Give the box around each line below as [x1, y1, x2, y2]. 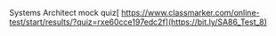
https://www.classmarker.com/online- [121, 8, 260, 18]
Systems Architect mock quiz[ [9, 8, 120, 18]
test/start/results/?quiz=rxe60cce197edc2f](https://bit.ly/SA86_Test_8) [9, 17, 267, 27]
